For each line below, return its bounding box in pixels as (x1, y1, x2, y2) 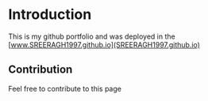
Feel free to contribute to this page (8, 84, 121, 93)
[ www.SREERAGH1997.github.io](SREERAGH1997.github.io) (8, 39, 201, 49)
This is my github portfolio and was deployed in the (8, 32, 176, 41)
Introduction (8, 6, 92, 24)
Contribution (8, 63, 73, 77)
